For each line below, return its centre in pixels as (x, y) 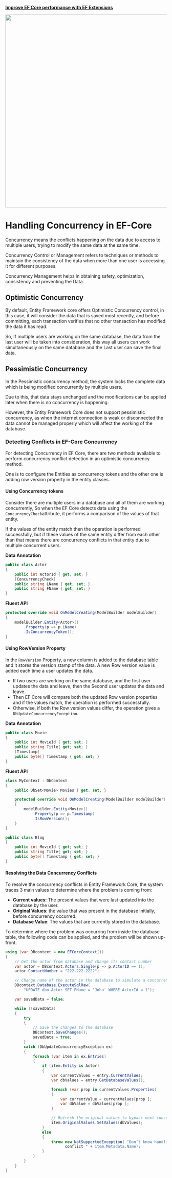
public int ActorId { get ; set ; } (51, 574)
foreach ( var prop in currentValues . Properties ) (104, 1090)
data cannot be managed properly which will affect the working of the (79, 423)
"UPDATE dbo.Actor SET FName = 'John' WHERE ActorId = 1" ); (89, 990)
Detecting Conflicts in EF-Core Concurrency (61, 442)
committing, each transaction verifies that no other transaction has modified (85, 321)
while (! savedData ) (35, 1008)
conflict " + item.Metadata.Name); (103, 1147)
